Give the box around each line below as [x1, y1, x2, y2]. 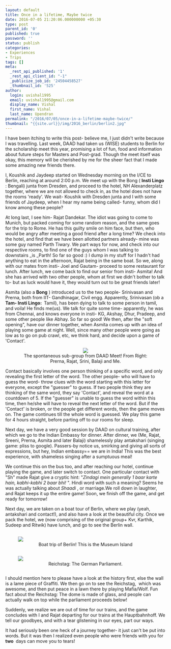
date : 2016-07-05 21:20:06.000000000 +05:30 [5, 17, 101, 22]
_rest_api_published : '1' [10, 69, 65, 74]
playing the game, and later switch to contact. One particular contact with [5, 469, 159, 475]
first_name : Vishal [10, 107, 51, 112]
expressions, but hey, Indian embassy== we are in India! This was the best [5, 448, 161, 454]
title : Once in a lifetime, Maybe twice [5, 12, 93, 17]
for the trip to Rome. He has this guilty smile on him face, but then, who [5, 225, 155, 231]
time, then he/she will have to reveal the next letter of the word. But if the [5, 400, 158, 406]
